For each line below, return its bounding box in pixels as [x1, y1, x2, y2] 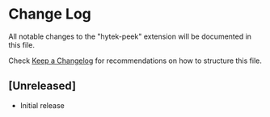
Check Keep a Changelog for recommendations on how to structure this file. [8, 56, 263, 65]
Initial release [19, 100, 65, 110]
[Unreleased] [8, 79, 77, 93]
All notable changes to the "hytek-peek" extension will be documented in [8, 31, 252, 41]
